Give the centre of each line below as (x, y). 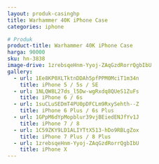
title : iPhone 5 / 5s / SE (59, 84)
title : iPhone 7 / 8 (50, 124)
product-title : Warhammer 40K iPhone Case (70, 46)
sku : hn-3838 (26, 59)
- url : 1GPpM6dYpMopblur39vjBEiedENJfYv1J (76, 117)
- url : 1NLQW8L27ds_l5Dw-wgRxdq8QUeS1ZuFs (76, 91)
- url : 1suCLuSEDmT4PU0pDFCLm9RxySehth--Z (76, 104)
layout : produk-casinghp (43, 14)
